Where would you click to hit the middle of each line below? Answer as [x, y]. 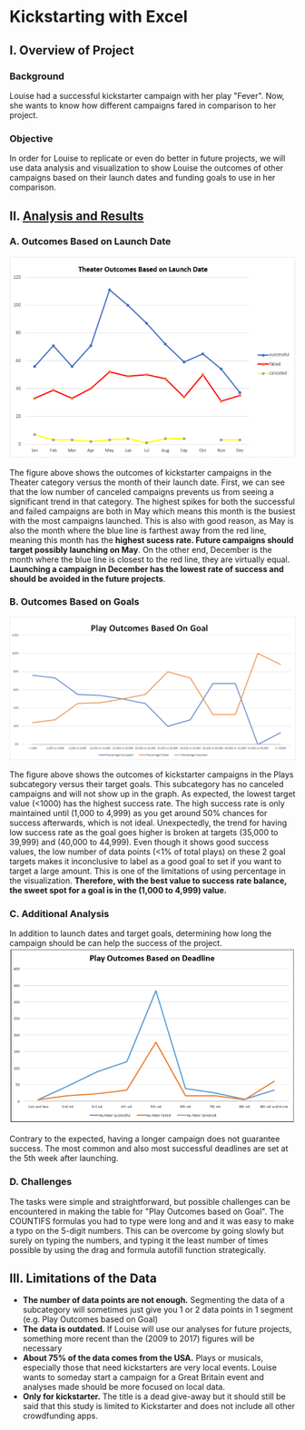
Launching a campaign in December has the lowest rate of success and [147, 568]
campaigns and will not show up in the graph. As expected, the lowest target [152, 794]
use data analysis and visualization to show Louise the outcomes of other [147, 168]
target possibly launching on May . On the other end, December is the [141, 549]
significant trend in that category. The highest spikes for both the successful [152, 501]
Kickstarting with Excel [98, 17]
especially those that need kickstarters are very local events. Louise [149, 1367]
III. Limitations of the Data [83, 1278]
